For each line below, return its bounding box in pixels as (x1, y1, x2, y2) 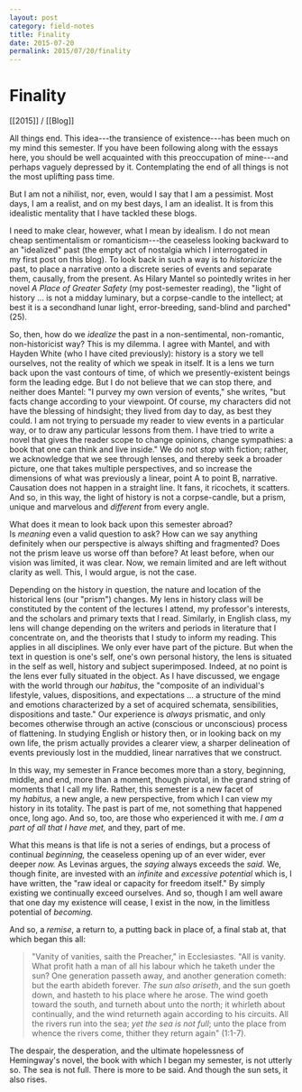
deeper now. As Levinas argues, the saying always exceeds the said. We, (9, 858, 282, 870)
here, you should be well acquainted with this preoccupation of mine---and (9, 152, 288, 163)
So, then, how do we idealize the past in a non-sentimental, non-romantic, (9, 329, 285, 340)
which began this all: (9, 934, 86, 945)
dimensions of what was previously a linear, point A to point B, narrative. (9, 473, 278, 483)
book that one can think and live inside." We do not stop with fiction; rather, (9, 444, 288, 455)
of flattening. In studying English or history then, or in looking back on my (9, 728, 282, 739)
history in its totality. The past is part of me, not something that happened (9, 803, 282, 814)
